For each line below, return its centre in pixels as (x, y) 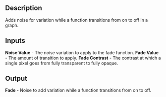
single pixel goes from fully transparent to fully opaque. (62, 63)
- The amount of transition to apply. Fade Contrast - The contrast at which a (83, 58)
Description (24, 8)
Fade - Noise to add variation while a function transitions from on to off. (78, 90)
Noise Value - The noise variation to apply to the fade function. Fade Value (82, 52)
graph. (12, 25)
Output (16, 79)
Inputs (15, 41)
